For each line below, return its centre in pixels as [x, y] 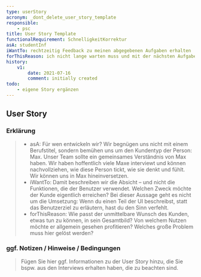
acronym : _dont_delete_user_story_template [61, 17]
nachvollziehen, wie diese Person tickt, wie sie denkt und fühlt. [107, 169]
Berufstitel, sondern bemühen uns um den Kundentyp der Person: [111, 150]
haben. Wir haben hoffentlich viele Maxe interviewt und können [108, 163]
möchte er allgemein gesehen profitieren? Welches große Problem [111, 226]
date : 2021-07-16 [49, 73]
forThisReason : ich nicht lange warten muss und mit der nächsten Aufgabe [101, 56]
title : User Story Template [41, 34]
